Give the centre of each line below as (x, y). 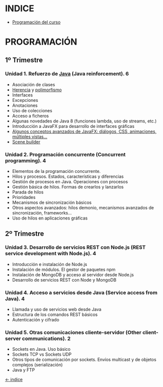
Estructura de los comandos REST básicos (55, 314)
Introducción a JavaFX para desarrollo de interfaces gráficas (73, 126)
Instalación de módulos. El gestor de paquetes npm (64, 269)
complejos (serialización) (37, 365)
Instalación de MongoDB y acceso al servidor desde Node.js (73, 274)
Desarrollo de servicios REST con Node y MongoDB (64, 280)
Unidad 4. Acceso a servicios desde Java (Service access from (81, 292)
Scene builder (26, 142)
